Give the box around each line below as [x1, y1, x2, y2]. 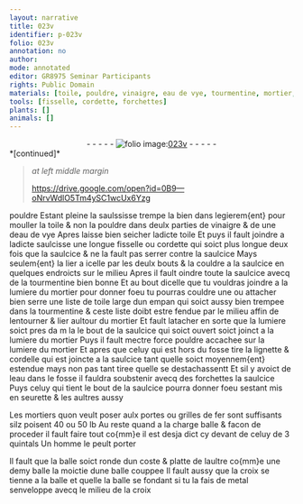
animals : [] [9, 114, 54, 123]
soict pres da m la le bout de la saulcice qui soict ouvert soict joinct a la [9, 325, 275, 336]
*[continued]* [9, 148, 61, 159]
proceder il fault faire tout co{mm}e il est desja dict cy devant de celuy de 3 [9, 429, 290, 440]
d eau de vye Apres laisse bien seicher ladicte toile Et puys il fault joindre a [9, 229, 285, 240]
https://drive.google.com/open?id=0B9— [31, 183, 185, 194]
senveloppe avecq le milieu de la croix [9, 484, 151, 496]
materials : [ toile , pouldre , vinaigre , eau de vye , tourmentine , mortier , [9, 88, 297, 97]
